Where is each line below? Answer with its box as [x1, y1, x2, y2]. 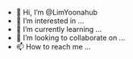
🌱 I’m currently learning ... [15, 25, 102, 33]
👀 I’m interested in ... [15, 16, 85, 26]
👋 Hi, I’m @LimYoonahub [15, 8, 98, 17]
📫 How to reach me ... [15, 42, 91, 51]
